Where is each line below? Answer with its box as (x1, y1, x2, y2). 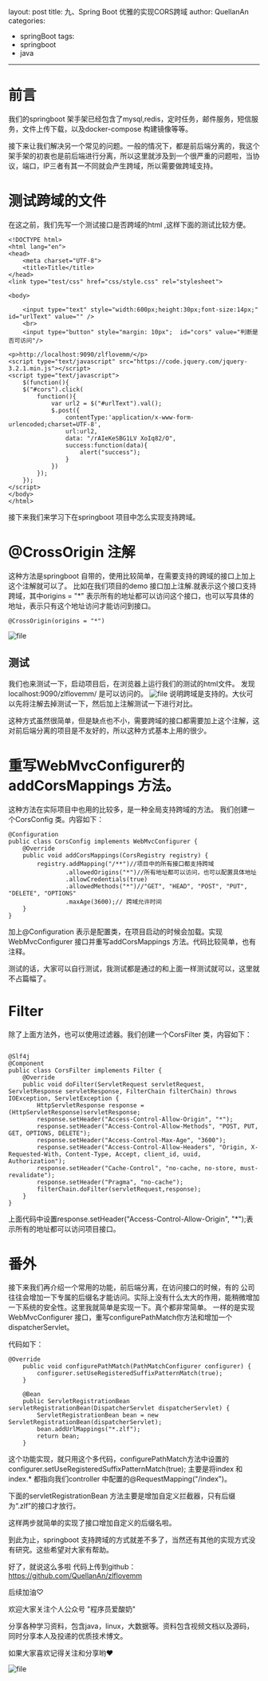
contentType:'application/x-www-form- (65, 413, 195, 421)
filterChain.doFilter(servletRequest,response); (37, 1185, 202, 1193)
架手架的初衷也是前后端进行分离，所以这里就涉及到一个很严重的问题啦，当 (8, 151, 253, 160)
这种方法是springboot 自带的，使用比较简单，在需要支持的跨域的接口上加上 (8, 571, 256, 580)
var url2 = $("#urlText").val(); (50, 399, 162, 407)
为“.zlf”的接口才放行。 (8, 1501, 81, 1511)
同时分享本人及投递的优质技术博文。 (8, 1632, 128, 1641)
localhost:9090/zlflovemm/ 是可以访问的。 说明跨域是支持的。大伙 (8, 689, 247, 698)
